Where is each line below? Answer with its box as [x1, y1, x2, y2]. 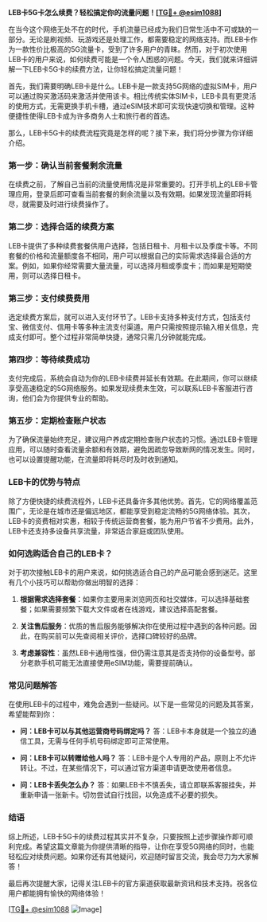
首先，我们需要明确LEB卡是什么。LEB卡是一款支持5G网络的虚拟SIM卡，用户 [8, 81, 258, 91]
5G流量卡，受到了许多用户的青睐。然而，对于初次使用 [70, 45, 248, 54]
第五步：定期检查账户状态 [8, 416, 106, 427]
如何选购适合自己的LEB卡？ [8, 548, 113, 559]
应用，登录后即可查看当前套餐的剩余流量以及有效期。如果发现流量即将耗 [14, 189, 252, 199]
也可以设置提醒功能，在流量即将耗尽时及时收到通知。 [8, 455, 183, 464]
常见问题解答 [8, 680, 58, 691]
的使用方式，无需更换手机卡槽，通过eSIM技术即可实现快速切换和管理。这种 [8, 101, 255, 111]
